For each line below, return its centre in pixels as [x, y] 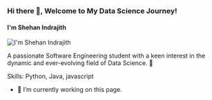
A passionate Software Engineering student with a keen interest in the [106, 56]
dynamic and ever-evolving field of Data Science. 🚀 [80, 63]
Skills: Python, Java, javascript [51, 76]
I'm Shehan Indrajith [37, 27]
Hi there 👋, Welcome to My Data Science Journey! [92, 11]
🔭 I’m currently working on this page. [69, 90]
